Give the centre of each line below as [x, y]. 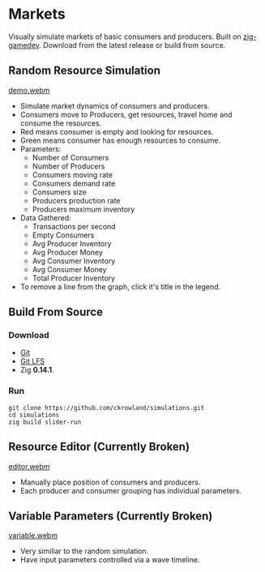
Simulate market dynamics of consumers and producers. [115, 105]
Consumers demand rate [74, 183]
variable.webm [33, 536]
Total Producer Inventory [74, 278]
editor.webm [29, 466]
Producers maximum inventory [83, 209]
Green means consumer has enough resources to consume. [120, 140]
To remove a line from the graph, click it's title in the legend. [120, 286]
